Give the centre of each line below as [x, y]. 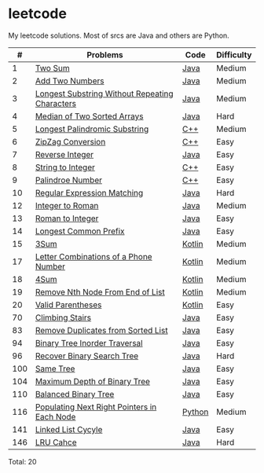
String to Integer [65, 167]
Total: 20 [22, 461]
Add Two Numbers [70, 81]
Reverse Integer [64, 154]
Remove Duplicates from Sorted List [101, 330]
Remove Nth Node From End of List [100, 291]
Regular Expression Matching [89, 192]
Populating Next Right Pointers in [96, 407]
